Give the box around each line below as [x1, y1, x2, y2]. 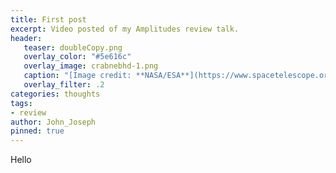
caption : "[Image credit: [23, 71, 132, 81]
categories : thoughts [10, 89, 101, 99]
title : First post [10, 14, 87, 25]
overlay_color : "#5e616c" [23, 52, 132, 62]
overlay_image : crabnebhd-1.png [23, 61, 159, 71]
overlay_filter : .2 [23, 80, 105, 90]
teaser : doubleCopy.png [23, 42, 123, 53]
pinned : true [10, 126, 65, 136]
